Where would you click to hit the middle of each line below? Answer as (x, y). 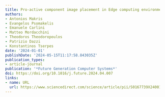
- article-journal (24, 64)
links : (12, 78)
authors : (14, 14)
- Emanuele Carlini (25, 28)
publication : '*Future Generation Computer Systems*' (61, 69)
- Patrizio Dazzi (23, 42)
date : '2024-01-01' (25, 50)
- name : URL (17, 82)
